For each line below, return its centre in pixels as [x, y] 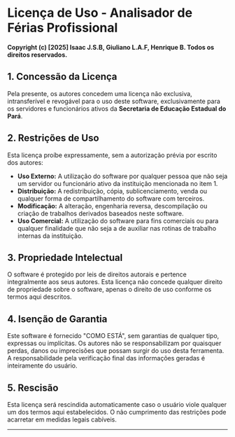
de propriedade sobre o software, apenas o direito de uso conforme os [109, 290]
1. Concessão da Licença [62, 77]
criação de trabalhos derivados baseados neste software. [100, 213]
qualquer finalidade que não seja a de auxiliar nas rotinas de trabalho [117, 228]
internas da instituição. [50, 236]
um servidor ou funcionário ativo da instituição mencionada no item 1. [117, 183]
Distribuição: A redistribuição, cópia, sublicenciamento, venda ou [112, 191]
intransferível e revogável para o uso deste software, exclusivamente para [114, 101]
